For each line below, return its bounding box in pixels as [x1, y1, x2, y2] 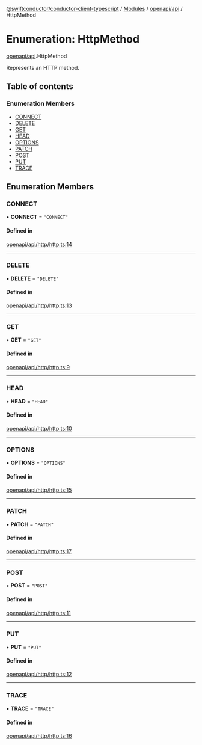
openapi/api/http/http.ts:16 [6, 732, 72, 739]
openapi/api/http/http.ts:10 [6, 425, 72, 432]
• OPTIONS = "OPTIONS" [6, 459, 66, 467]
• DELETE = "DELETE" [6, 275, 59, 282]
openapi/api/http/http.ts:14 [6, 241, 72, 248]
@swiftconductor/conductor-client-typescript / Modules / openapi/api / [6, 5, 183, 12]
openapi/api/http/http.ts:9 [6, 363, 70, 370]
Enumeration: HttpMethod [6, 32, 140, 46]
